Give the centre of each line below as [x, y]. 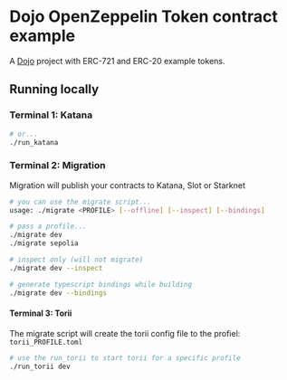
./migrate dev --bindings [58, 293]
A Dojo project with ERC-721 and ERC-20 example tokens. [117, 61]
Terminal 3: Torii [41, 313]
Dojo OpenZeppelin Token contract [143, 17]
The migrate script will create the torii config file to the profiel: [125, 333]
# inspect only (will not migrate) [77, 260]
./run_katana [34, 142]
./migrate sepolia [44, 243]
